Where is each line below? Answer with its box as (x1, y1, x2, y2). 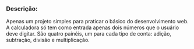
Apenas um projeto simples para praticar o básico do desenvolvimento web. (6, 18, 189, 25)
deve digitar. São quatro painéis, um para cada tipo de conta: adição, (6, 30, 172, 37)
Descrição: (6, 5, 38, 13)
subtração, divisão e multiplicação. (6, 37, 90, 44)
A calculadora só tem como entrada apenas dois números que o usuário (6, 24, 179, 31)
